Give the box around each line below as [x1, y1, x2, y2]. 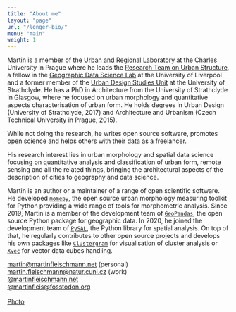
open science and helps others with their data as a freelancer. [7, 137, 187, 145]
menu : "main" [7, 30, 46, 37]
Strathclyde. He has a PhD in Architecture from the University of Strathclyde [7, 86, 228, 94]
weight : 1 [7, 37, 37, 44]
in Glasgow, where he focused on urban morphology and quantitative [7, 93, 209, 102]
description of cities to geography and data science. [7, 173, 159, 182]
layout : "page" [7, 17, 52, 24]
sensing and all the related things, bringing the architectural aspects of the [7, 166, 223, 174]
